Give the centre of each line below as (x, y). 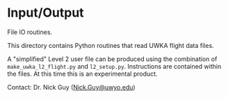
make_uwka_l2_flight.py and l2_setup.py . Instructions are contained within (114, 66)
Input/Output (46, 13)
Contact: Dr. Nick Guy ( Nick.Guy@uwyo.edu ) (71, 87)
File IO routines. (30, 32)
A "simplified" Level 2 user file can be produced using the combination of (112, 59)
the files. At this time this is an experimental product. (82, 74)
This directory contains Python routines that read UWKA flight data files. (111, 45)
